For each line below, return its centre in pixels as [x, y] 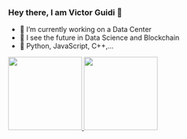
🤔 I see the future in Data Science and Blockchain [99, 37]
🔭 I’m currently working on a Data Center [85, 30]
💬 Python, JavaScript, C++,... [66, 46]
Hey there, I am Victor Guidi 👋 [65, 12]
